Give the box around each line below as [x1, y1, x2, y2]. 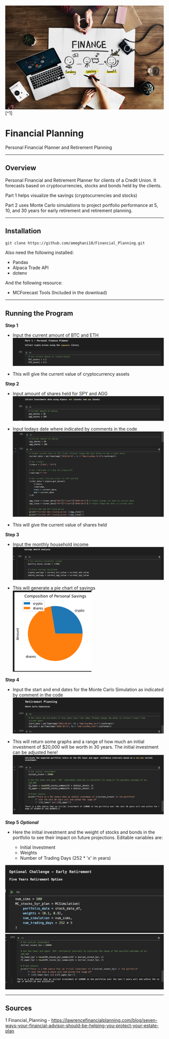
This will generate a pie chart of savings [12, 585, 96, 591]
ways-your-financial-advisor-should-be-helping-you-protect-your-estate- [5, 1023, 159, 1029]
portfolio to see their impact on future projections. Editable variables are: [12, 835, 163, 841]
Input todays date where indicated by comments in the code [12, 426, 137, 432]
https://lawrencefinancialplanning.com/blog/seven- [51, 1017, 158, 1023]
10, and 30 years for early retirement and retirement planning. [5, 207, 133, 214]
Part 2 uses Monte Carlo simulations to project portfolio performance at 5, [5, 202, 158, 208]
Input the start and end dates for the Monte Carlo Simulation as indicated [12, 686, 164, 692]
